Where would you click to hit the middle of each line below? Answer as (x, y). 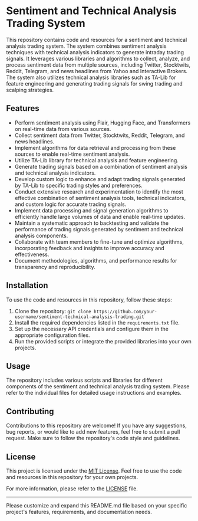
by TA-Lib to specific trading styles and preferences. (78, 185)
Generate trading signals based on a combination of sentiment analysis (101, 166)
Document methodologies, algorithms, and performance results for (96, 260)
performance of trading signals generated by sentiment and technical (99, 229)
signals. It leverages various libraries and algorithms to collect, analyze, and (98, 58)
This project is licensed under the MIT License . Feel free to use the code (94, 471)
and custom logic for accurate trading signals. (70, 204)
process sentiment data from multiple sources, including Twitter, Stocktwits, (98, 65)
